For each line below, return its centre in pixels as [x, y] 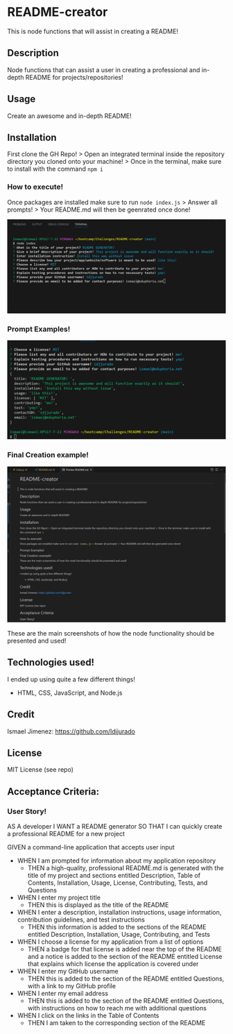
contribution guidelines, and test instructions [81, 919]
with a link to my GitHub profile [72, 986]
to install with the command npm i [55, 169]
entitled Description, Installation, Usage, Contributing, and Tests [119, 935]
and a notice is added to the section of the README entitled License [125, 957]
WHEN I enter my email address [63, 994]
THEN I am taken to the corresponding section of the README [116, 1023]
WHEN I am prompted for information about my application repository [116, 861]
